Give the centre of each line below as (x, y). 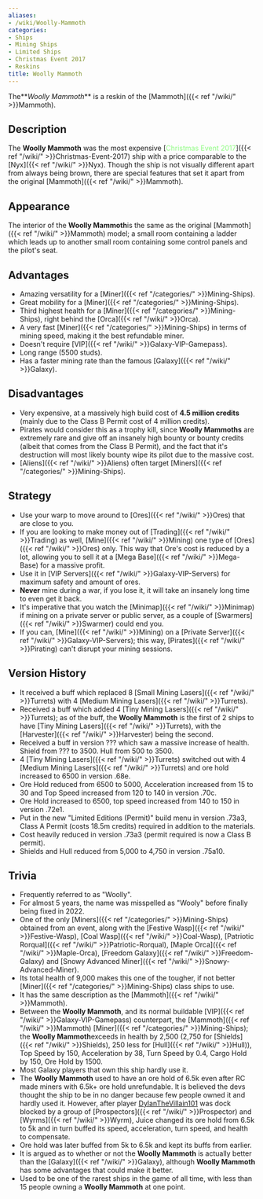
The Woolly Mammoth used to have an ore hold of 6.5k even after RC (132, 1079)
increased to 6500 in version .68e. (75, 776)
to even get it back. (51, 598)
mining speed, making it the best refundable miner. (102, 336)
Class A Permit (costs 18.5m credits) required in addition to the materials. (137, 826)
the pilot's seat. (33, 250)
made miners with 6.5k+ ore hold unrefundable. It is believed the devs (132, 1087)
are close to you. (47, 523)
